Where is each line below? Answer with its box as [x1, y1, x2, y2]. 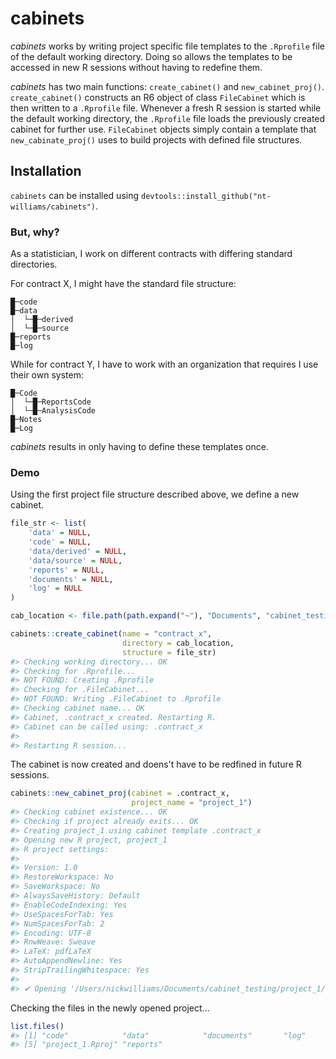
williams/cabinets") [10, 202, 97, 212]
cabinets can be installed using [10, 189, 140, 201]
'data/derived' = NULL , [28, 546, 128, 556]
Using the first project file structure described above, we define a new [10, 488, 300, 501]
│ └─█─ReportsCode [10, 397, 92, 407]
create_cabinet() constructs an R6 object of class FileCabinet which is [10, 91, 306, 103]
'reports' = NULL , [28, 565, 105, 575]
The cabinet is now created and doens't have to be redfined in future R [10, 758, 302, 771]
